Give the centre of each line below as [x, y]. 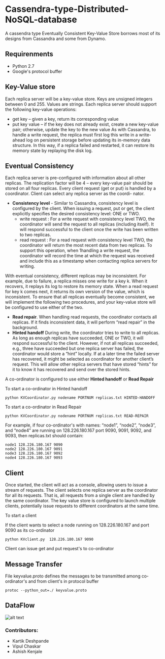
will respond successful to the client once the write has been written [89, 230]
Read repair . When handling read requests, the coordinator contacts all [84, 317]
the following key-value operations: [41, 109]
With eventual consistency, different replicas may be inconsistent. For [76, 276]
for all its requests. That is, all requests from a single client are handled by [80, 495]
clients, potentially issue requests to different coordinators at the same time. [82, 506]
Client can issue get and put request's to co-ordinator [60, 549]
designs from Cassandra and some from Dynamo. [56, 39]
